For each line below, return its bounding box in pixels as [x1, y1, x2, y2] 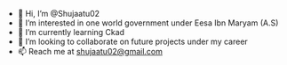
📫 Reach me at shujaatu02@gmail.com [17, 47, 163, 56]
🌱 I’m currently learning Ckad [17, 27, 125, 37]
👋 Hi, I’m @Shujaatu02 [17, 9, 100, 18]
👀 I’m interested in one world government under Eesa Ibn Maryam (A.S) [17, 18, 279, 28]
